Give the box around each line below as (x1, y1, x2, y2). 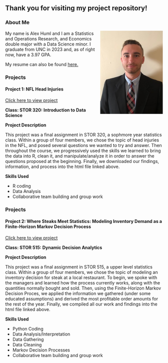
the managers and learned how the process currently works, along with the (5, 279, 160, 285)
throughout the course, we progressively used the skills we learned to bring (5, 147, 161, 153)
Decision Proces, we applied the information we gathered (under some (5, 290, 151, 296)
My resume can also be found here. (5, 61, 78, 67)
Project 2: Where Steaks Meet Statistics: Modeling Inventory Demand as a (5, 218, 162, 224)
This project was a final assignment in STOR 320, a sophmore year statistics (5, 131, 162, 137)
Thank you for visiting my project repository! (5, 4, 147, 12)
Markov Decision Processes (12, 347, 70, 353)
